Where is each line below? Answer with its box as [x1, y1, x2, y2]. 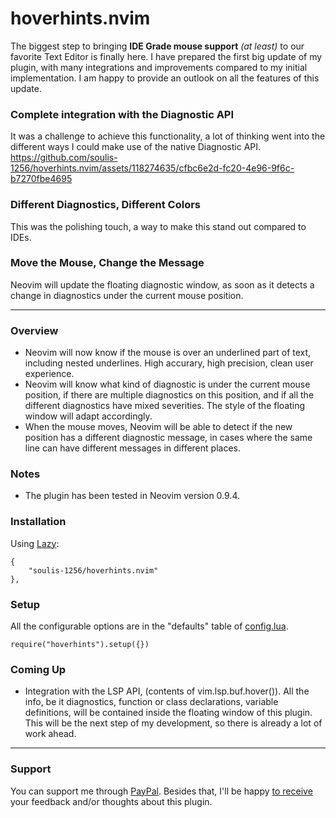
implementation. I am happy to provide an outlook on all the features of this [10, 72, 320, 84]
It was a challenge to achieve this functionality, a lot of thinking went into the [10, 130, 326, 142]
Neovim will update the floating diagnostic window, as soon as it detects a [10, 278, 315, 291]
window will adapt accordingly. [24, 410, 153, 422]
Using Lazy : [10, 537, 60, 549]
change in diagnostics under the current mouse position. [10, 289, 244, 301]
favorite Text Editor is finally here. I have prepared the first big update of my [10, 50, 323, 62]
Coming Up [10, 662, 67, 676]
